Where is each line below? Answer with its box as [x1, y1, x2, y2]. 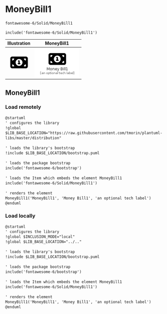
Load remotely [5, 103, 42, 110]
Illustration [7, 40, 31, 46]
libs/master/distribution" [5, 135, 62, 140]
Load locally [5, 212, 36, 219]
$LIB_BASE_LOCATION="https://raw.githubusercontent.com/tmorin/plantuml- [5, 130, 163, 135]
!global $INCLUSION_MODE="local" [5, 234, 75, 239]
